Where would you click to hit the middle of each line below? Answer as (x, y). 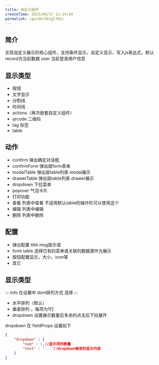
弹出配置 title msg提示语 (36, 244)
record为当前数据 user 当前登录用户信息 (45, 59)
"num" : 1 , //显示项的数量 (47, 344)
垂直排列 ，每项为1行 (33, 309)
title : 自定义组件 (22, 10)
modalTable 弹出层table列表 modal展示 (51, 172)
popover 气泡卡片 (30, 190)
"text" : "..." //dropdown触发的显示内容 (62, 349)
